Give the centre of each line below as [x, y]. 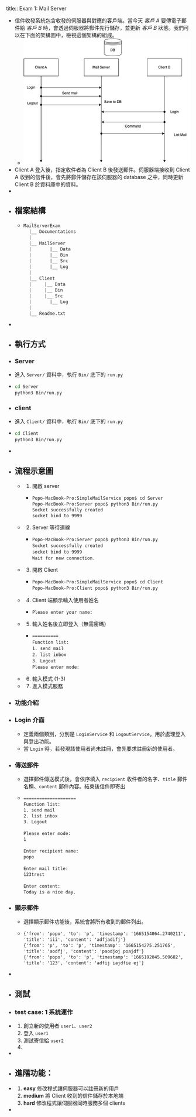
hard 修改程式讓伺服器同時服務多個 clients [74, 1103]
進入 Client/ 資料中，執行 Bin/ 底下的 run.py [69, 421]
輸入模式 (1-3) [49, 679]
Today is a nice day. [49, 892]
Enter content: [42, 886]
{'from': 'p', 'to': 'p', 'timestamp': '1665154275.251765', [99, 946]
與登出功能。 [39, 741]
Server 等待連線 [51, 527]
